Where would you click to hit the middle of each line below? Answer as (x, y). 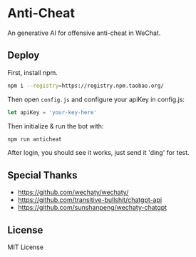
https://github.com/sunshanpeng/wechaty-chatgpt (92, 208)
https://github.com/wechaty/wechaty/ (73, 192)
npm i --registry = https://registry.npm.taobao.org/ (86, 86)
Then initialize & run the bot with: (56, 126)
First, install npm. (33, 72)
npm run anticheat (35, 139)
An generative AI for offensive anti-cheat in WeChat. (84, 33)
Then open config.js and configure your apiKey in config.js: (96, 99)
